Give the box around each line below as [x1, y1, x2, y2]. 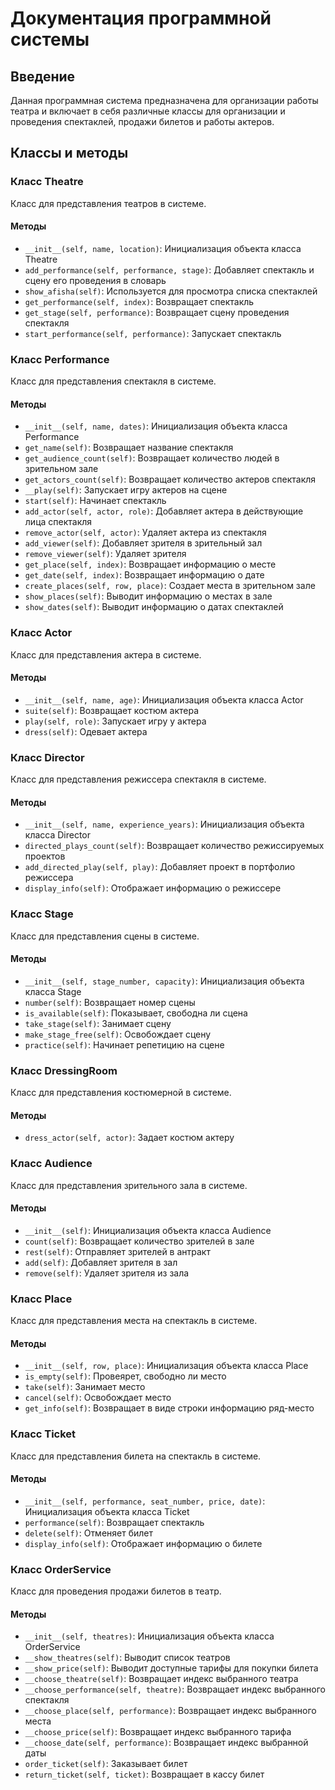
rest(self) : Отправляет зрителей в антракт [24, 1245, 211, 1257]
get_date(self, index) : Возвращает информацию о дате [24, 569, 265, 581]
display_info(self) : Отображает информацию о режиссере [24, 882, 282, 894]
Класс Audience [10, 1157, 93, 1171]
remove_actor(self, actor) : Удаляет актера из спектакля [24, 527, 267, 539]
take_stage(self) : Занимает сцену [24, 1017, 172, 1029]
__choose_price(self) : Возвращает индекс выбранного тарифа [24, 1726, 292, 1738]
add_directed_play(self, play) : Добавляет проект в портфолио [24, 861, 296, 873]
